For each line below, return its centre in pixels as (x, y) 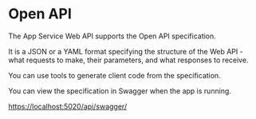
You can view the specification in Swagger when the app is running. (120, 91)
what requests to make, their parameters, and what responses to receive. (128, 60)
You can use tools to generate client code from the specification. (114, 75)
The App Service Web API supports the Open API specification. (112, 36)
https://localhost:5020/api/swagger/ (68, 106)
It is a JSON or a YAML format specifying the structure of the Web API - (126, 51)
